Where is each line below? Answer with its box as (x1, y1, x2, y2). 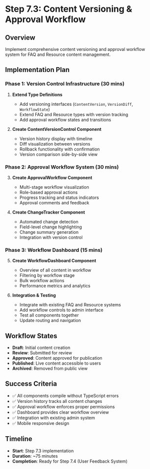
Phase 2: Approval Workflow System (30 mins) (5, 163, 119, 170)
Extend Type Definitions (12, 92, 63, 98)
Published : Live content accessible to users (12, 360, 101, 366)
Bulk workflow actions (19, 278, 65, 284)
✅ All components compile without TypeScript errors (12, 393, 119, 398)
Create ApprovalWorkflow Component (12, 174, 93, 180)
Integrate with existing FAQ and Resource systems (19, 302, 121, 308)
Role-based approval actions (19, 189, 78, 195)
